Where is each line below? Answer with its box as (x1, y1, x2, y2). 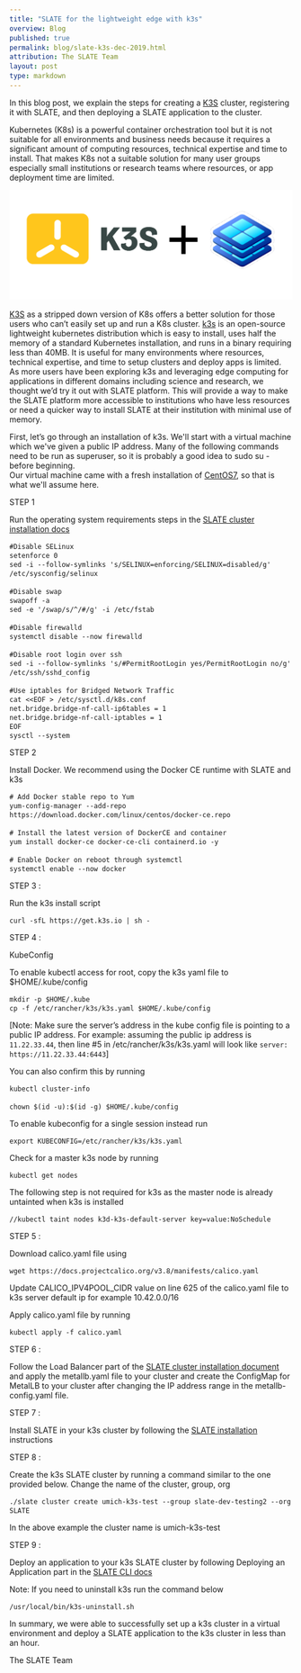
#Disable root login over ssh (9, 651, 123, 660)
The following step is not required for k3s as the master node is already (9, 1187, 274, 1198)
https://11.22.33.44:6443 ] (9, 1048, 110, 1059)
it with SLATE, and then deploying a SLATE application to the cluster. (9, 106, 262, 117)
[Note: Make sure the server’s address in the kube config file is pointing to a (9, 1020, 290, 1030)
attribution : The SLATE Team (9, 52, 119, 62)
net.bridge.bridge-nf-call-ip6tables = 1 (9, 705, 167, 714)
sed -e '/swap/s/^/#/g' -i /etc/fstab (9, 606, 155, 615)
